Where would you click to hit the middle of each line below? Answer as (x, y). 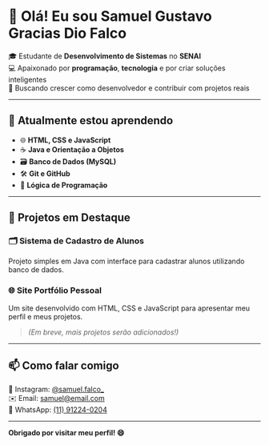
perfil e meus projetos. (46, 316)
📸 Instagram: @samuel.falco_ (56, 389)
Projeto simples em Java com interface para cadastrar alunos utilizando (126, 261)
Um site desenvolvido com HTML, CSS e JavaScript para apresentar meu (129, 308)
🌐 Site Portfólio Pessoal (55, 291)
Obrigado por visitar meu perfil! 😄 (66, 432)
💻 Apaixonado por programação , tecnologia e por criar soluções (117, 68)
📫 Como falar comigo (64, 366)
